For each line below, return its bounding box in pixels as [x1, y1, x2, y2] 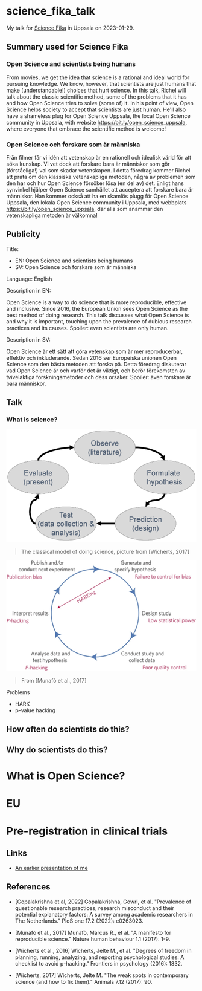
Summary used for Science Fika [6, 42, 128, 52]
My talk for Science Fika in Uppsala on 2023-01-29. [6, 24, 134, 31]
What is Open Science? [6, 769, 125, 782]
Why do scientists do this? [6, 745, 109, 755]
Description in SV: [6, 336, 51, 343]
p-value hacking [14, 706, 56, 714]
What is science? [6, 415, 58, 424]
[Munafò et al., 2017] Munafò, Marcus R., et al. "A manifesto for [14, 929, 172, 936]
